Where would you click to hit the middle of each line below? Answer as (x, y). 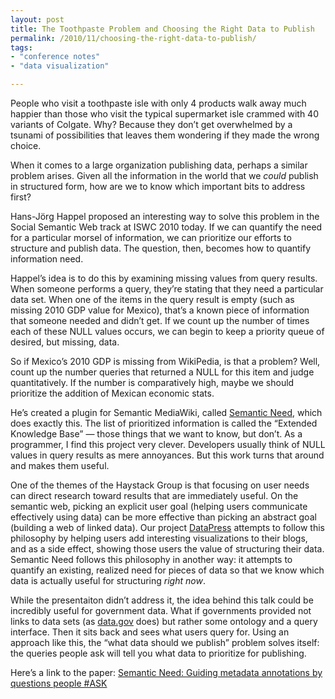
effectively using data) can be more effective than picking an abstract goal (163, 517)
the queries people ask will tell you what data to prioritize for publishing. (158, 653)
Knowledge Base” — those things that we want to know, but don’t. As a (156, 434)
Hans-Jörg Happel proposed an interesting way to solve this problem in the (165, 216)
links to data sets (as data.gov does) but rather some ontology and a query (164, 621)
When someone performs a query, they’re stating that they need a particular (167, 289)
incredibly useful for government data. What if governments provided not (161, 610)
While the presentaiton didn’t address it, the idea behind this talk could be (162, 600)
